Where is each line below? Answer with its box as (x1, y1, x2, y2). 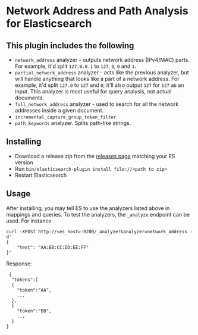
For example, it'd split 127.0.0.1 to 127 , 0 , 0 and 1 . (14, 62, 137, 70)
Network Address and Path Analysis (6, 4, 188, 18)
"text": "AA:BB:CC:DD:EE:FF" (17, 244, 89, 251)
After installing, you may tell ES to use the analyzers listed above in (6, 204, 170, 212)
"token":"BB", (17, 308, 52, 314)
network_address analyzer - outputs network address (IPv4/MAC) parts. (14, 57, 190, 63)
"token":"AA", (17, 287, 52, 293)
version (14, 159, 34, 166)
